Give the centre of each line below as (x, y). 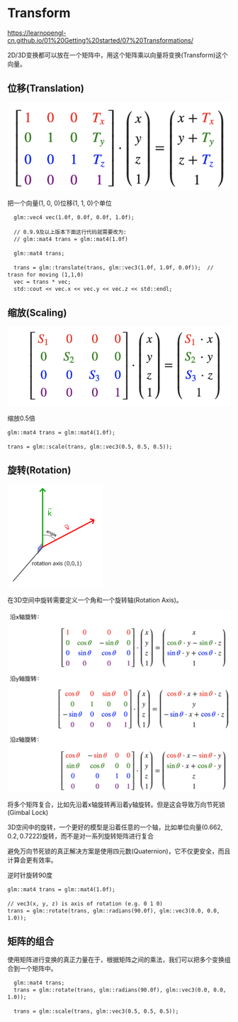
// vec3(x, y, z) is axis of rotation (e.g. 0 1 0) (85, 904)
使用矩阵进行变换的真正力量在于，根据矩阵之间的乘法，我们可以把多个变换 (116, 960)
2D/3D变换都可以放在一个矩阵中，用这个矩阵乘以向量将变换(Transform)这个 (118, 55)
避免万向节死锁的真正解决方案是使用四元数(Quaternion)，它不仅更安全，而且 (119, 851)
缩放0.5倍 (21, 418)
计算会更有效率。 (32, 860)
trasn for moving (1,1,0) (45, 275)
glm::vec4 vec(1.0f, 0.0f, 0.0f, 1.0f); (74, 218)
